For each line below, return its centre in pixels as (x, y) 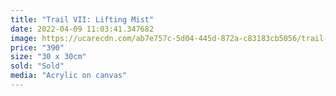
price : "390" (37, 47)
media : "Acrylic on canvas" (69, 76)
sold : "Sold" (37, 66)
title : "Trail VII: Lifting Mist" (82, 19)
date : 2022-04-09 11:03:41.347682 (82, 29)
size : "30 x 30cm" (48, 57)
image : (24, 38)
